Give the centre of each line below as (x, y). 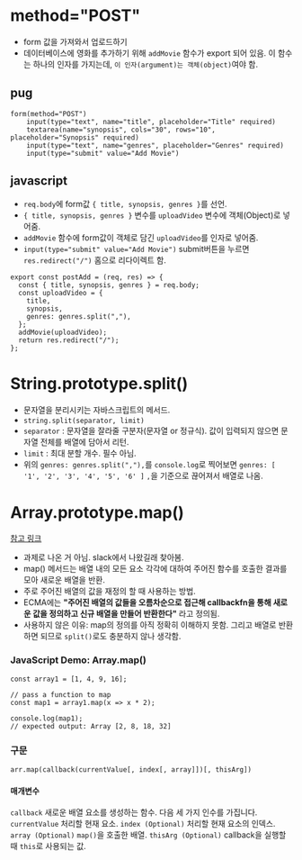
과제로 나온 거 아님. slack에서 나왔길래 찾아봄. (103, 557)
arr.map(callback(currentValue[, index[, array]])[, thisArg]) (131, 770)
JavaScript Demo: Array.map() (78, 660)
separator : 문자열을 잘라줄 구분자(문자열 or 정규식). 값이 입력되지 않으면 (151, 430)
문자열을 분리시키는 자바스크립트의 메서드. (97, 410)
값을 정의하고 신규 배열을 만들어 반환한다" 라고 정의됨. (126, 614)
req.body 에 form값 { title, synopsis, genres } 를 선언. (125, 204)
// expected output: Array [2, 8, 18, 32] (91, 726)
